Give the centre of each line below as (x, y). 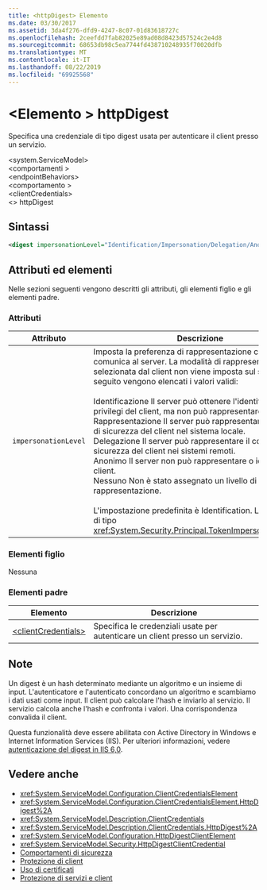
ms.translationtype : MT (48, 52)
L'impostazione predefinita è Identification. (173, 510)
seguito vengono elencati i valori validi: (166, 382)
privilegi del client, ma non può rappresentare (178, 411)
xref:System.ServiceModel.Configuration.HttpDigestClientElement (128, 835)
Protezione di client (51, 861)
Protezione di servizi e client (66, 877)
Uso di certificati (46, 869)
